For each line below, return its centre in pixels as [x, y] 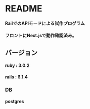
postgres [15, 102]
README [24, 9]
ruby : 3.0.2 [17, 65]
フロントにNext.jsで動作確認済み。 [41, 36]
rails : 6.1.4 [17, 77]
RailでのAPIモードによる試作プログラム [45, 23]
